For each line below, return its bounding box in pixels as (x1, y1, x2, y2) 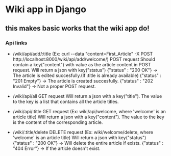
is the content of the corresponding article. (12, 119, 103, 125)
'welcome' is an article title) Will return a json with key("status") (12, 134, 146, 141)
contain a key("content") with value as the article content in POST (12, 61, 151, 67)
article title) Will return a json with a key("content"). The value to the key (12, 114, 164, 120)
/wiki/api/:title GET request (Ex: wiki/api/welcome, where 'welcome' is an (12, 108, 166, 114)
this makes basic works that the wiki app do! (5, 24, 150, 33)
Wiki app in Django (5, 4, 87, 15)
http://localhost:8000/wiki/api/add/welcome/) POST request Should (12, 56, 156, 62)
